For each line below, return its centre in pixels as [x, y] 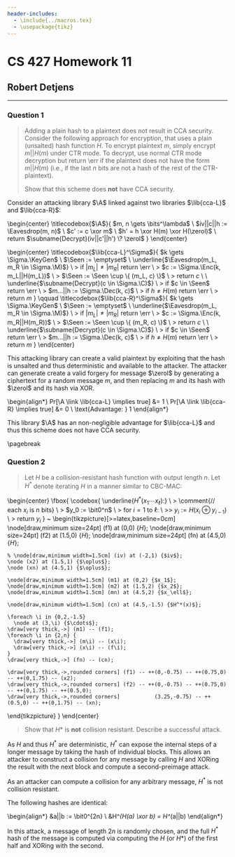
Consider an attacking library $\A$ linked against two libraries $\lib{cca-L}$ [116, 202]
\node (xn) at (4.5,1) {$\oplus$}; [59, 568]
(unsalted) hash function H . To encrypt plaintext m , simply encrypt [120, 145]
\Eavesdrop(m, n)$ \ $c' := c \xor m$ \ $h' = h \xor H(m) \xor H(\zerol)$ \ [112, 231]
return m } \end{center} [41, 345]
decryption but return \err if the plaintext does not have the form [117, 160]
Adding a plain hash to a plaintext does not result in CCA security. [119, 130]
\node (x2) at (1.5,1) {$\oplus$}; [59, 562]
